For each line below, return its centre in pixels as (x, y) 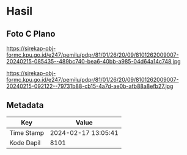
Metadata (25, 105)
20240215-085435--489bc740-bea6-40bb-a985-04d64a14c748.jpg (94, 61)
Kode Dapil (25, 143)
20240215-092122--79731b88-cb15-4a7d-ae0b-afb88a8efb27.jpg (90, 86)
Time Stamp (27, 132)
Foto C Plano (31, 34)
